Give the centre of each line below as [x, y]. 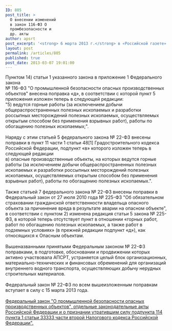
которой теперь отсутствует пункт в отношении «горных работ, [88, 219]
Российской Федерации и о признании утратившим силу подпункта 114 [84, 312]
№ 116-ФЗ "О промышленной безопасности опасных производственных [85, 88]
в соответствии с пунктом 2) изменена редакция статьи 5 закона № [80, 214]
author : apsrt [21, 39]
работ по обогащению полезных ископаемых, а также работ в [74, 225]
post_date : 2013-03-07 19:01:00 [40, 63]
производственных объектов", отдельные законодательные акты [77, 307]
